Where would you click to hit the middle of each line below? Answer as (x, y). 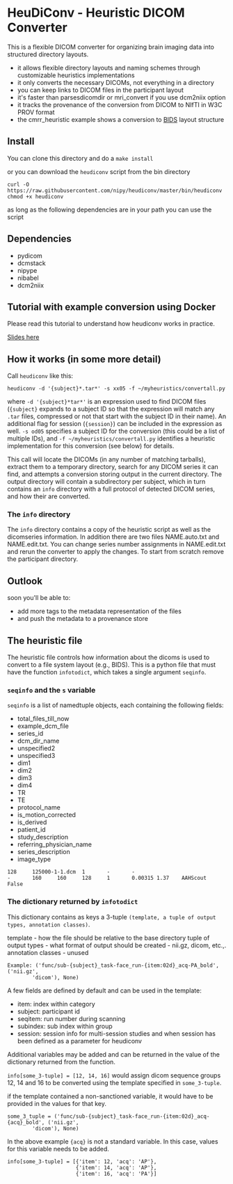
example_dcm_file (43, 726)
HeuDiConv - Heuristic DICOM (96, 13)
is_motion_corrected (47, 815)
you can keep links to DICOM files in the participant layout (101, 90)
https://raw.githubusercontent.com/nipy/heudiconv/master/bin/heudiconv (115, 190)
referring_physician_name (55, 844)
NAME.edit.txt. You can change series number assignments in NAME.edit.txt (116, 544)
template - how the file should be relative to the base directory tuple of (109, 938)
